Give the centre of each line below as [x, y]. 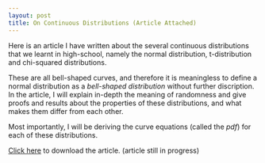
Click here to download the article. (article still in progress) [104, 150]
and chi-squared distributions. [58, 62]
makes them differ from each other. [66, 111]
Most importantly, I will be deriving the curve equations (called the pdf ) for [130, 127]
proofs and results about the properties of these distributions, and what [125, 103]
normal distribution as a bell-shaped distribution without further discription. [131, 86]
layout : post [30, 15]
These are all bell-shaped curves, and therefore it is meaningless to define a [133, 78]
